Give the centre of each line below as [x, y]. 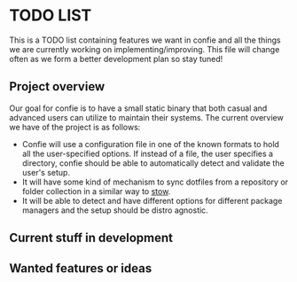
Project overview [57, 86]
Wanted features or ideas [81, 268]
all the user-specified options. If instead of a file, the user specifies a [147, 153]
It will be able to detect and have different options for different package [152, 200]
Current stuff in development [91, 238]
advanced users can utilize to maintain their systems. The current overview [146, 117]
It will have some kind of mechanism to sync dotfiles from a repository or [155, 182]
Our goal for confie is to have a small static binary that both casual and [138, 108]
